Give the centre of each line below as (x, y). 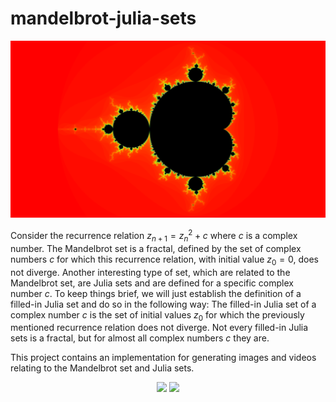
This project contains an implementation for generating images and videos (163, 358)
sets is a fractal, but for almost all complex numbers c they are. (140, 338)
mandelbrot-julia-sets (103, 18)
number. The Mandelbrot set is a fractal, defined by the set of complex (156, 248)
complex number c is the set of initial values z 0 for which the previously (157, 315)
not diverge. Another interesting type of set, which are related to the (150, 272)
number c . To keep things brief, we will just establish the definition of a (156, 293)
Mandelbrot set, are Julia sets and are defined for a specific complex (152, 283)
